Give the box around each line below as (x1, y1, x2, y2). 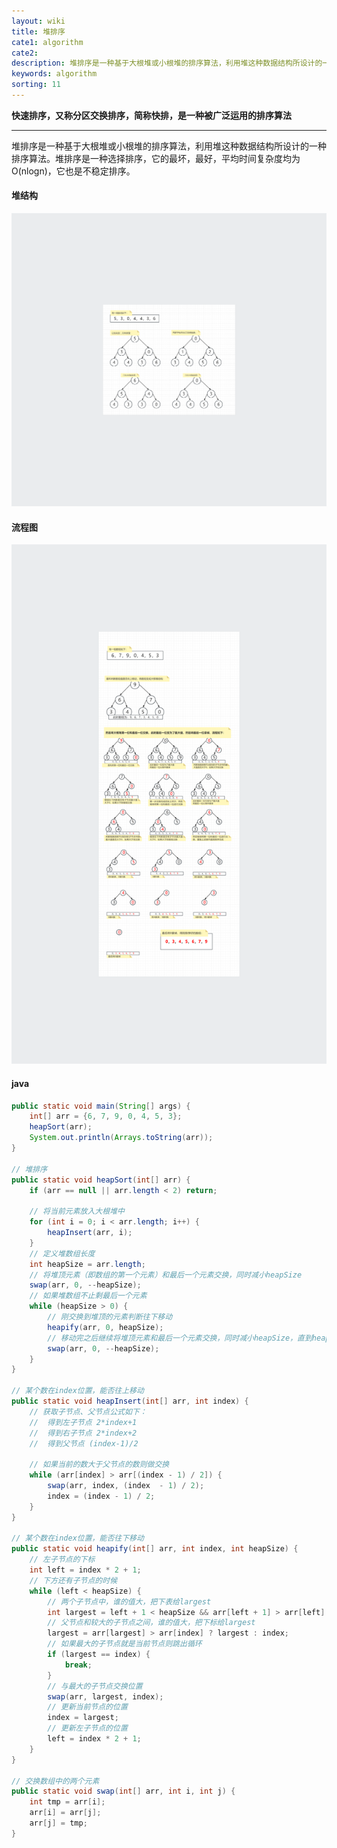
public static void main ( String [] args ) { (11, 1101, 191, 1111)
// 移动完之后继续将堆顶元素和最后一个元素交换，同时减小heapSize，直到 (47, 1333, 313, 1343)
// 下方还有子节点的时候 (29, 1575, 118, 1585)
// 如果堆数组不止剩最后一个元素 (29, 1291, 148, 1301)
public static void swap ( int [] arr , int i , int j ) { (11, 1786, 236, 1797)
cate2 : (11, 48, 39, 58)
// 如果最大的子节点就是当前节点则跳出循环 (47, 1639, 203, 1649)
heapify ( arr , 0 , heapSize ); (47, 1322, 164, 1332)
